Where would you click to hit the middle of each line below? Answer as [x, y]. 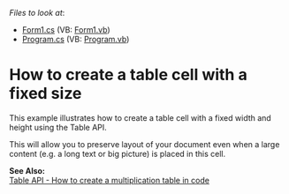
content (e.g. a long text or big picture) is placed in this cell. [118, 153]
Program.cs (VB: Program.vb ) [76, 39]
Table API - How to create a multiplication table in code [110, 180]
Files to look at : [37, 13]
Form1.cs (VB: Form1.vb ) [66, 30]
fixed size [46, 94]
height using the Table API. [58, 127]
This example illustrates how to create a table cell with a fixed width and [140, 117]
